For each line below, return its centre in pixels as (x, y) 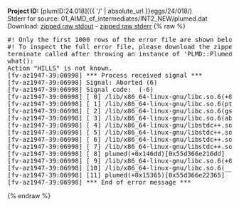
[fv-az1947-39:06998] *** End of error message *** (100, 182)
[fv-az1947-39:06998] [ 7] (54, 146)
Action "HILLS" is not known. (60, 68)
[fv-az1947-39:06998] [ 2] (54, 111)
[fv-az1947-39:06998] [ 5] (54, 132)
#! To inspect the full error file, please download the (109, 47)
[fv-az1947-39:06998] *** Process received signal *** (105, 75)
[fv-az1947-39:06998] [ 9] (54, 161)
